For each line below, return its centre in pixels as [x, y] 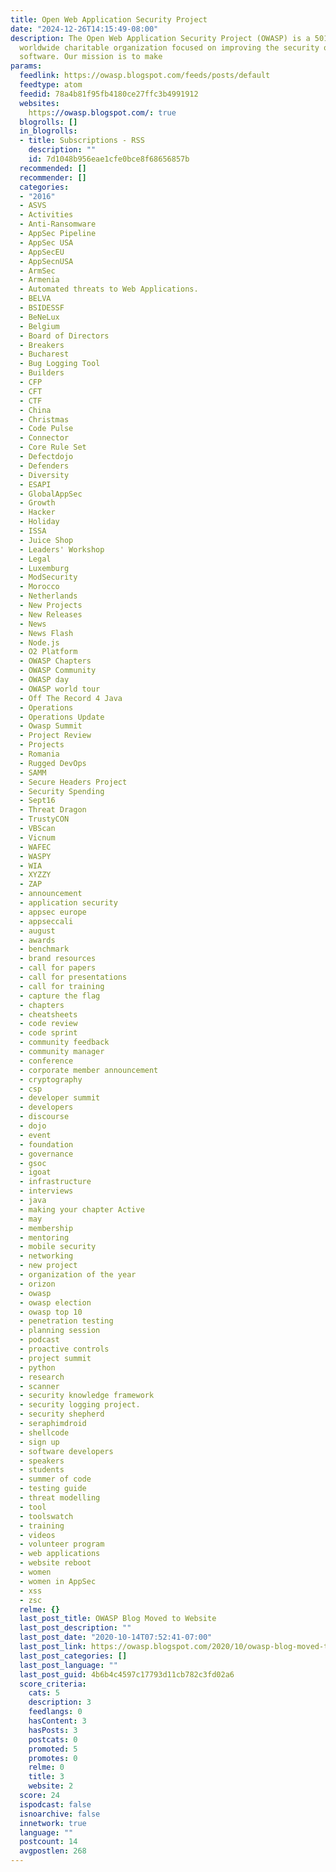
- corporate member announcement [89, 1070]
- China [35, 410]
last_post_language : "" [68, 1665]
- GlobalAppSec [51, 494]
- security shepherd [62, 1414]
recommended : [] [53, 168]
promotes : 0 [53, 1758]
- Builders [42, 373]
